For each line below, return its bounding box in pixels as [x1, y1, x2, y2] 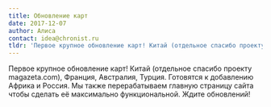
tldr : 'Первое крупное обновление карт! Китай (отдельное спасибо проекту [8, 42, 265, 50]
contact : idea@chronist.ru [8, 34, 99, 43]
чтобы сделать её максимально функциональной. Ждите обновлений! [8, 89, 251, 99]
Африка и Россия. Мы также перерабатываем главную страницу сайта [8, 81, 254, 91]
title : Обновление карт [8, 11, 89, 20]
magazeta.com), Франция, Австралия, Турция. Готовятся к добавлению [8, 72, 254, 82]
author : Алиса [8, 27, 56, 35]
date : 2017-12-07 [8, 19, 67, 27]
